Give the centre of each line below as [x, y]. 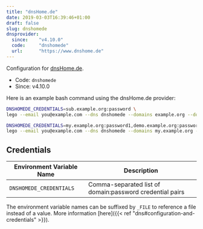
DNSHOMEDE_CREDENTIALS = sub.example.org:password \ [71, 109]
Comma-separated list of [124, 184]
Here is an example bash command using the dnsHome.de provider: [91, 98]
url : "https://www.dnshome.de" [58, 51]
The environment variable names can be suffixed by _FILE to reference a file [101, 207]
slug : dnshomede [27, 29]
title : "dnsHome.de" [32, 12]
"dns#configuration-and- [164, 213]
